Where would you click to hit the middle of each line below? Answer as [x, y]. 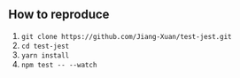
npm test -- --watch [59, 65]
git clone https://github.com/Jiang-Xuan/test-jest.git [126, 36]
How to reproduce [59, 15]
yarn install [45, 55]
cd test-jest [45, 46]
